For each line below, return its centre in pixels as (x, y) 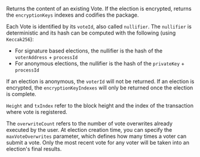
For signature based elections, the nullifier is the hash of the (89, 51)
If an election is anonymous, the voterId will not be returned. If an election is (100, 81)
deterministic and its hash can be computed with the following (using (91, 33)
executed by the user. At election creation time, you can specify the (89, 130)
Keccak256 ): (20, 39)
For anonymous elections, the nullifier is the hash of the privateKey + (100, 63)
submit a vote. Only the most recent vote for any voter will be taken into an (98, 142)
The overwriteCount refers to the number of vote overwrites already (90, 124)
